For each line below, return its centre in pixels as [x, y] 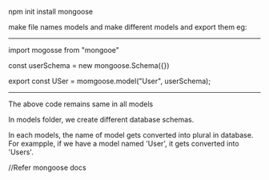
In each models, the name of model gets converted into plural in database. [131, 135]
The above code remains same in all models [81, 104]
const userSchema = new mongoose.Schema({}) [89, 66]
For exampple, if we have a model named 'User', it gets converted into [124, 144]
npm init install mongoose [51, 12]
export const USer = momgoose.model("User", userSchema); [109, 81]
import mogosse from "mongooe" [64, 50]
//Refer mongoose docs [47, 168]
